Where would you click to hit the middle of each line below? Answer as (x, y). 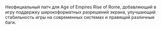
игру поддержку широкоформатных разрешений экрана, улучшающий (80, 12)
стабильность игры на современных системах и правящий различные (80, 17)
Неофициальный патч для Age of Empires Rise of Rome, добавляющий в (81, 7)
